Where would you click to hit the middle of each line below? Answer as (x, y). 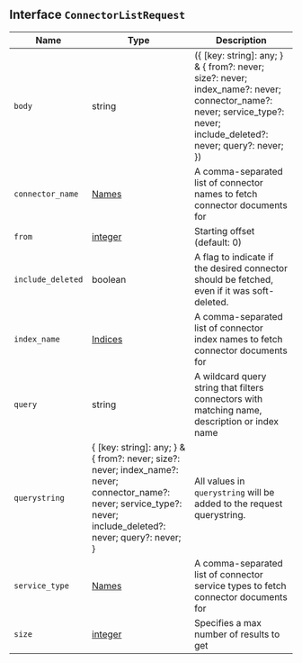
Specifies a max (228, 622)
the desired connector (241, 268)
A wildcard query (231, 376)
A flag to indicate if (234, 257)
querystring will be (235, 492)
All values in (220, 481)
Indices (107, 339)
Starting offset (225, 231)
